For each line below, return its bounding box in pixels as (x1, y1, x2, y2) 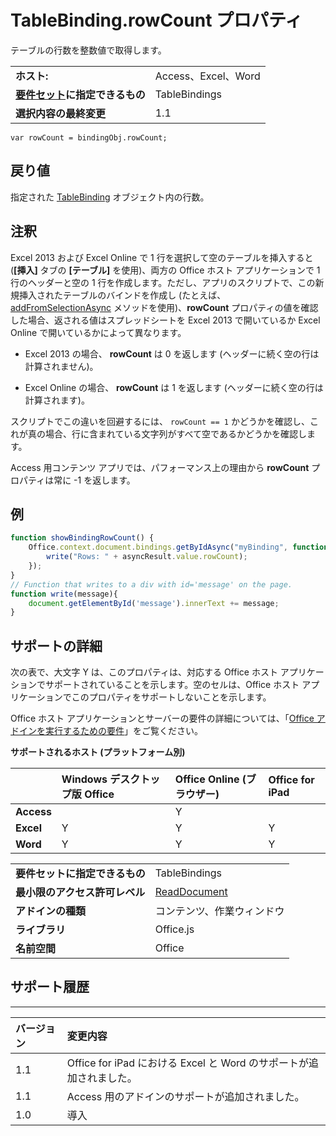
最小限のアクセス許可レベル (15, 886, 146, 900)
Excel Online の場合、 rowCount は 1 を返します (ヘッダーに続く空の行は (24, 381, 324, 393)
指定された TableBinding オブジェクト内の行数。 (10, 191, 210, 203)
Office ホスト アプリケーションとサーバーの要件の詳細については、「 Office (10, 712, 315, 725)
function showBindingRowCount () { (10, 533, 155, 543)
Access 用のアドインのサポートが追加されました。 (66, 1089, 305, 1103)
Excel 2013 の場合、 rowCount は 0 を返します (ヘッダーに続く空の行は (24, 347, 320, 360)
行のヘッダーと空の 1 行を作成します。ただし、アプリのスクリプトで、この (10, 276, 316, 288)
